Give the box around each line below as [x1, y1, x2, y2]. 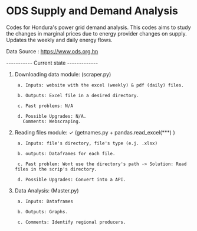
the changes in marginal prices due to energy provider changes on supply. [6, 30, 187, 37]
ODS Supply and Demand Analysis [6, 4, 178, 18]
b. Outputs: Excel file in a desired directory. [17, 92, 140, 98]
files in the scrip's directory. [14, 166, 97, 172]
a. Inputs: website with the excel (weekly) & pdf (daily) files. [17, 82, 184, 88]
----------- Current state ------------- [6, 59, 98, 66]
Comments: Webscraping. [22, 118, 81, 124]
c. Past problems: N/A [17, 102, 74, 109]
